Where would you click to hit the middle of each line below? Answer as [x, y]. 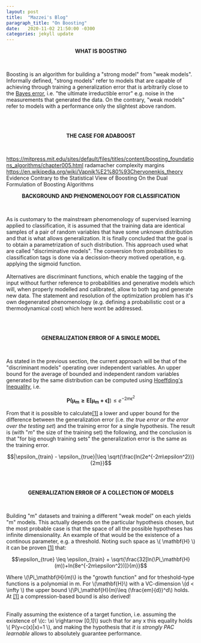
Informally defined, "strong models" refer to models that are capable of [94, 81]
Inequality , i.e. [23, 387]
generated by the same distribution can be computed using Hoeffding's [94, 381]
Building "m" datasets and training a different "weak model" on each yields [99, 516]
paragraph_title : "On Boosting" [46, 23]
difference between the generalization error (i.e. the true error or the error [97, 419]
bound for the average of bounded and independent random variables [93, 374]
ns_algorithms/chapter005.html [45, 165]
